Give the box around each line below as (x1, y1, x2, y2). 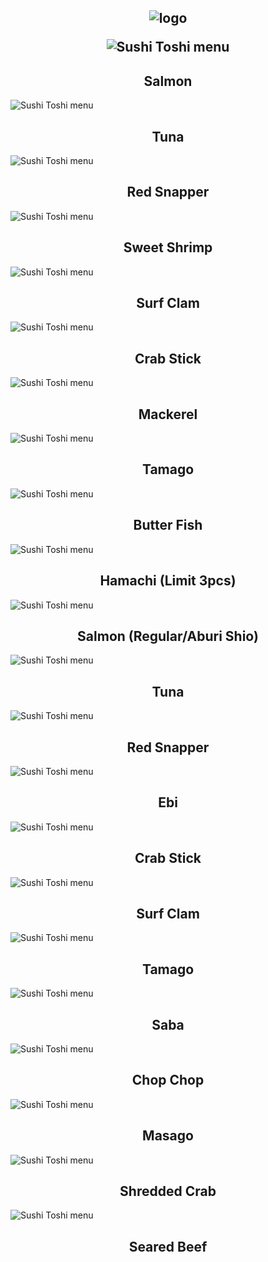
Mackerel (138, 406, 198, 423)
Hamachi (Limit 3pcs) (99, 572, 237, 590)
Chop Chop (131, 1072, 205, 1089)
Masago (142, 1127, 194, 1145)
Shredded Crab (119, 1183, 217, 1200)
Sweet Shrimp (123, 239, 213, 256)
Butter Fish (133, 517, 203, 534)
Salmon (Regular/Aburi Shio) (77, 627, 259, 645)
